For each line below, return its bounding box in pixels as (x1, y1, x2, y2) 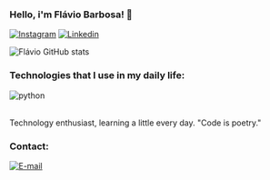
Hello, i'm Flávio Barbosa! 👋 (9, 8, 134, 21)
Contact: (9, 140, 49, 153)
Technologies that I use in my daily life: (9, 69, 185, 82)
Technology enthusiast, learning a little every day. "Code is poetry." (9, 117, 262, 128)
